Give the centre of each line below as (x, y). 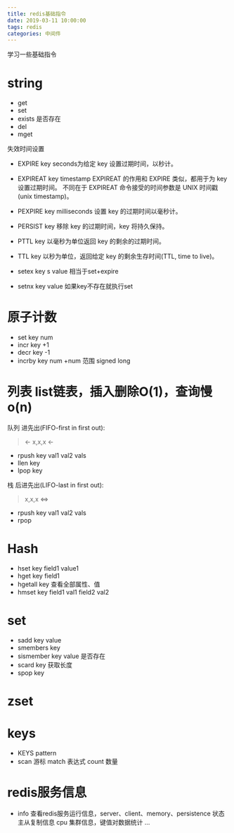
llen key (29, 463)
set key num (35, 338)
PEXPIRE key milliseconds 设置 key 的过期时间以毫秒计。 (99, 212)
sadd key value (39, 640)
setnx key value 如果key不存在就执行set (75, 286)
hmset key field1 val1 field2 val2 (63, 592)
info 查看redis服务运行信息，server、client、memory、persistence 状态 (121, 813)
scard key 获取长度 (45, 664)
